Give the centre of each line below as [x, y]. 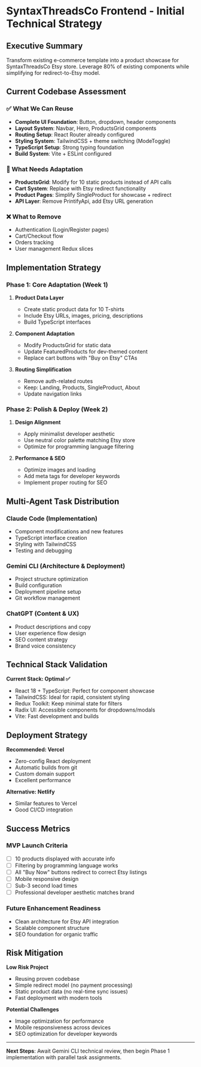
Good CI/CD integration [44, 810]
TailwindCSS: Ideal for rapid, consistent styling [72, 697]
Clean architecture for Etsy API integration [67, 921]
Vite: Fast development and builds [57, 716]
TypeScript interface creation [51, 537]
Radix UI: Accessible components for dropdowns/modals [85, 710]
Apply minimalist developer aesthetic [69, 434]
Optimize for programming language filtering [79, 446]
